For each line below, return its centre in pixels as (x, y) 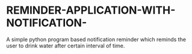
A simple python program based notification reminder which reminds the (96, 39)
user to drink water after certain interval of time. (66, 46)
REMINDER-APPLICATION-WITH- (91, 10)
